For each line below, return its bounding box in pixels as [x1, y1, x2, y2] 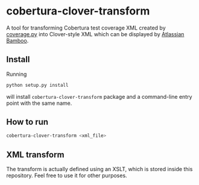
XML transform [6, 149, 65, 160]
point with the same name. [6, 99, 72, 107]
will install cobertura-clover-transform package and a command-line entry [6, 93, 192, 100]
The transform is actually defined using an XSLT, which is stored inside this [6, 166, 193, 173]
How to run [6, 117, 49, 127]
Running [6, 71, 27, 78]
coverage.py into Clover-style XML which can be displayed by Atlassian [6, 30, 185, 37]
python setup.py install [6, 82, 69, 88]
